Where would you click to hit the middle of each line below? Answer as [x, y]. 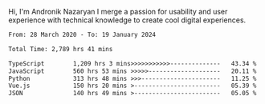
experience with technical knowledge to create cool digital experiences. [127, 20]
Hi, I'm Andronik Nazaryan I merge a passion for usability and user [118, 12]
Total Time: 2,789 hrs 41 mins [61, 49]
